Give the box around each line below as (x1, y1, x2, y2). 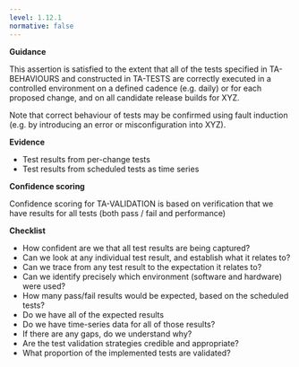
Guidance (9, 46, 47, 57)
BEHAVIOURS (9, 73, 60, 83)
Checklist (9, 225, 47, 236)
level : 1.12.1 (9, 13, 63, 22)
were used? (21, 280, 65, 292)
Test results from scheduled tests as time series (21, 163, 200, 174)
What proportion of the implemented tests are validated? (21, 347, 231, 358)
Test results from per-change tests (21, 153, 150, 164)
